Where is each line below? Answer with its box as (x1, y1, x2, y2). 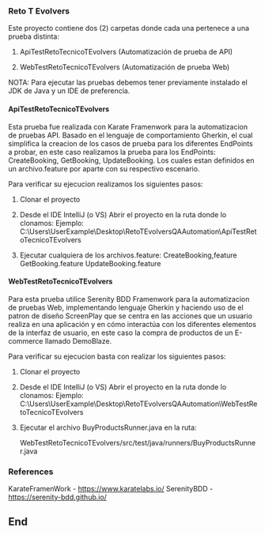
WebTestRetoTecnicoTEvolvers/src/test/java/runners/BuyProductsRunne (19, 438, 256, 447)
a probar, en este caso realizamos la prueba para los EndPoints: (8, 147, 216, 156)
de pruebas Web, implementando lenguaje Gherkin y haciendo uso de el (8, 303, 244, 312)
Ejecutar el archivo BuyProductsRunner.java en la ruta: (19, 423, 197, 432)
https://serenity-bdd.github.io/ (8, 492, 107, 502)
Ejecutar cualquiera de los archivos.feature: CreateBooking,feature (19, 250, 237, 260)
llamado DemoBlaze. (44, 336, 112, 345)
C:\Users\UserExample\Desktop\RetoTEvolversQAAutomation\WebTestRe (19, 399, 258, 408)
